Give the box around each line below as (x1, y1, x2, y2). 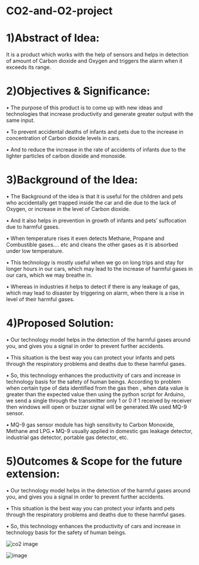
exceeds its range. (6, 64, 52, 71)
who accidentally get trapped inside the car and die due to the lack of (6, 199, 176, 206)
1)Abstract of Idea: (6, 31, 100, 45)
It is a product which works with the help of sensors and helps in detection (6, 51, 189, 58)
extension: (6, 468, 61, 481)
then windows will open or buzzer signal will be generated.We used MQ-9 (6, 403, 187, 411)
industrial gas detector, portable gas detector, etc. (6, 434, 129, 441)
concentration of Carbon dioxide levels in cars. (6, 135, 121, 142)
